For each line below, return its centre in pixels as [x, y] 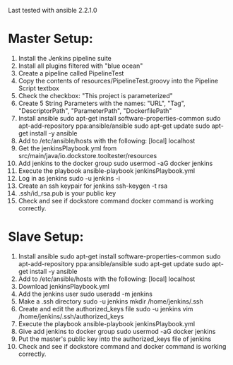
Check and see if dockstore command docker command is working [116, 201]
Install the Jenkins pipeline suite [65, 58]
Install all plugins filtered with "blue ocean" [80, 66]
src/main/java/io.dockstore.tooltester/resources [88, 155]
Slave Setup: [46, 237]
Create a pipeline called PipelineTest [71, 73]
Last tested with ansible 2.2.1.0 [53, 10]
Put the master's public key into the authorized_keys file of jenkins [114, 339]
